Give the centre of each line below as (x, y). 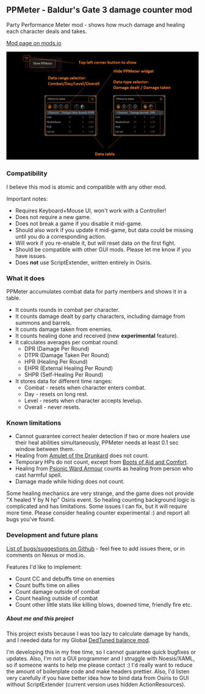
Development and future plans (52, 535)
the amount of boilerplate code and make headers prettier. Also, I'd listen (98, 671)
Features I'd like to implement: (44, 566)
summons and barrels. (43, 322)
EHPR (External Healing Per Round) (69, 368)
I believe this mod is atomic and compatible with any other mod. (86, 187)
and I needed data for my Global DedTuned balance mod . (78, 640)
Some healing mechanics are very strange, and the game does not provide (100, 493)
